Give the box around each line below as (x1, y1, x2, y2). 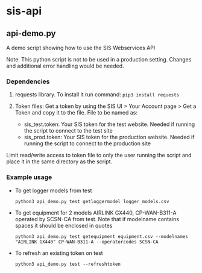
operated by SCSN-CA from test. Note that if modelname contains (14, 215, 180, 222)
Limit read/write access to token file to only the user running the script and (6, 152, 192, 159)
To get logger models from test (14, 187, 92, 194)
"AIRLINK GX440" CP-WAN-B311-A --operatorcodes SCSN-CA (14, 239, 159, 245)
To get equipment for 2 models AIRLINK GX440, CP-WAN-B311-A (14, 209, 177, 216)
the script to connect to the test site (24, 127, 113, 134)
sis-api (6, 4, 42, 18)
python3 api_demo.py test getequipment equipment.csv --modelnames (14, 233, 188, 239)
